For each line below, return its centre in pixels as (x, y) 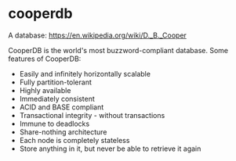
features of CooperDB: (45, 59)
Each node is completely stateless (74, 140)
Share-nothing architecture (63, 132)
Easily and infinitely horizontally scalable (85, 73)
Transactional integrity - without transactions (92, 115)
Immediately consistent (57, 98)
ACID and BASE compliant (62, 107)
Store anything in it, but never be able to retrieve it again (110, 148)
